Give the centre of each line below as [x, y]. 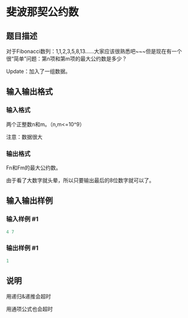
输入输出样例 [30, 201]
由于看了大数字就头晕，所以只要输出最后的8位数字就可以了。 [80, 180]
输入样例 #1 [22, 219]
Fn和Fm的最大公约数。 [34, 167]
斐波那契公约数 [43, 12]
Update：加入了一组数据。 [38, 71]
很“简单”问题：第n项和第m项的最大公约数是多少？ [67, 59]
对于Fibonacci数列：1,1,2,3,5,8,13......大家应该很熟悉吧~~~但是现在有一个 [94, 51]
